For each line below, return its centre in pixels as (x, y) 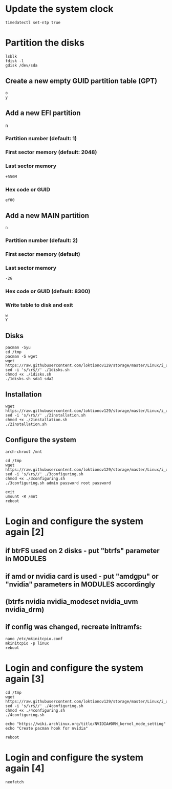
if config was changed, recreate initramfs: (74, 627)
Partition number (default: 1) (41, 139)
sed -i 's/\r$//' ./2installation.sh (46, 415)
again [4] (25, 768)
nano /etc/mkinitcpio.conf (34, 639)
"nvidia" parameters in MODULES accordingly (80, 584)
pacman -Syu (18, 347)
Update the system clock (59, 9)
